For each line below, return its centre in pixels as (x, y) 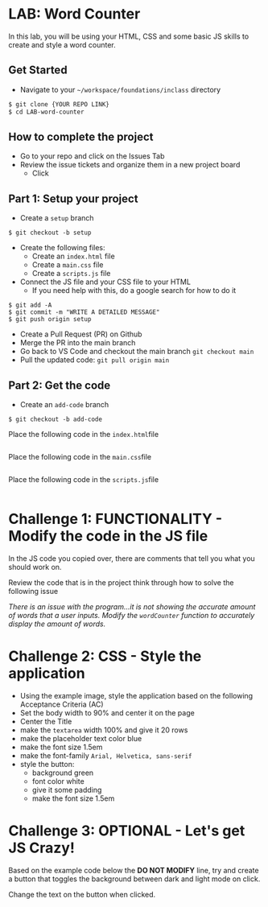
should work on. (35, 567)
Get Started (38, 70)
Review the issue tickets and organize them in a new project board (130, 165)
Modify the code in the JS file (108, 536)
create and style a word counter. (62, 44)
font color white (58, 781)
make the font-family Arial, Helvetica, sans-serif (106, 755)
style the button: (47, 764)
